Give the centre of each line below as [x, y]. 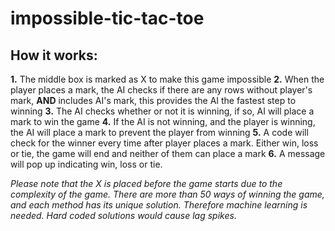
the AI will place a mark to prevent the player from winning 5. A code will [159, 132]
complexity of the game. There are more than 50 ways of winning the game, [167, 194]
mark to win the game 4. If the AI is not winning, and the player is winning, [163, 121]
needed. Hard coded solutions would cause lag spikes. [123, 215]
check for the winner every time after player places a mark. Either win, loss [164, 143]
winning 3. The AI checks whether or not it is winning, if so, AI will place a [162, 111]
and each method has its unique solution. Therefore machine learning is [159, 205]
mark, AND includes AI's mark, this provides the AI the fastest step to [153, 100]
